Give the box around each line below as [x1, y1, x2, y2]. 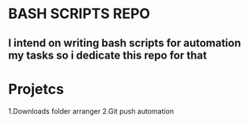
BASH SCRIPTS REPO [8, 5, 150, 23]
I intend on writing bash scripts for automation [8, 36, 241, 50]
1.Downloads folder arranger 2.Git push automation [8, 106, 175, 115]
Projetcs [8, 80, 65, 98]
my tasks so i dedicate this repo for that [8, 48, 207, 62]
